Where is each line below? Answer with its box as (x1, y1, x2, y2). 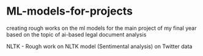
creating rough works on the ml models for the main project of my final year (6, 24, 197, 32)
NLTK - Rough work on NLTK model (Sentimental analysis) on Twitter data (6, 43, 193, 50)
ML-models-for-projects (6, 4, 133, 18)
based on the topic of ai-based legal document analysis (6, 30, 147, 38)
